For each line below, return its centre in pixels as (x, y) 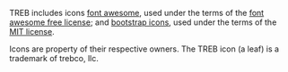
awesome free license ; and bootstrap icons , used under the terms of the (143, 22)
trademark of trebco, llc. (54, 58)
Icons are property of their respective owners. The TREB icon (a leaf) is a (144, 49)
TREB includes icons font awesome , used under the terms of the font (137, 13)
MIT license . (32, 32)
